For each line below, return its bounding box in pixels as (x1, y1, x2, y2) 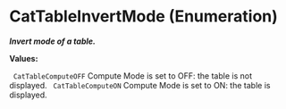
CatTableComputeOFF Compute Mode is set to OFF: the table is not (13, 70, 253, 81)
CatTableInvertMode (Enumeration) (9, 6, 279, 27)
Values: (9, 53, 38, 63)
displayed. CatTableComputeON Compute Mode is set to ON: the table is (9, 80, 271, 90)
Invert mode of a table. (9, 36, 97, 46)
